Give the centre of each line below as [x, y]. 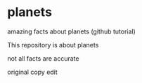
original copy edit [32, 72]
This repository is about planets [53, 45]
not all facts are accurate [43, 58]
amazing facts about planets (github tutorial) [71, 31]
